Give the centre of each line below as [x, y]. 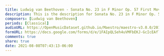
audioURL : [15, 28]
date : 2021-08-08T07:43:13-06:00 [39, 46]
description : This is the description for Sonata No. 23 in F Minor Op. [81, 14]
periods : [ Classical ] [27, 23]
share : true [17, 41]
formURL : [14, 32]
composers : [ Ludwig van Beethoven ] [41, 19]
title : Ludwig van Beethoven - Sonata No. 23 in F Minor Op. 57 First [78, 9]
